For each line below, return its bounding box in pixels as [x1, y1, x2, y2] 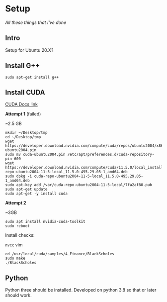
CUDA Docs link [5, 101, 38, 107]
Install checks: [5, 232, 35, 238]
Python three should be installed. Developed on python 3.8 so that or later [5, 287, 157, 293]
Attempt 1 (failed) [5, 111, 41, 117]
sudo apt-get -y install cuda [5, 191, 68, 197]
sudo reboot [5, 223, 30, 229]
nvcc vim [5, 242, 23, 248]
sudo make [5, 256, 26, 261]
